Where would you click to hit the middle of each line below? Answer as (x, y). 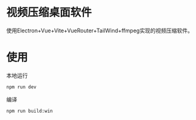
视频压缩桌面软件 (49, 12)
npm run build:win (30, 111)
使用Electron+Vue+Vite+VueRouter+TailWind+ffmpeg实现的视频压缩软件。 (100, 30)
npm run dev (21, 87)
